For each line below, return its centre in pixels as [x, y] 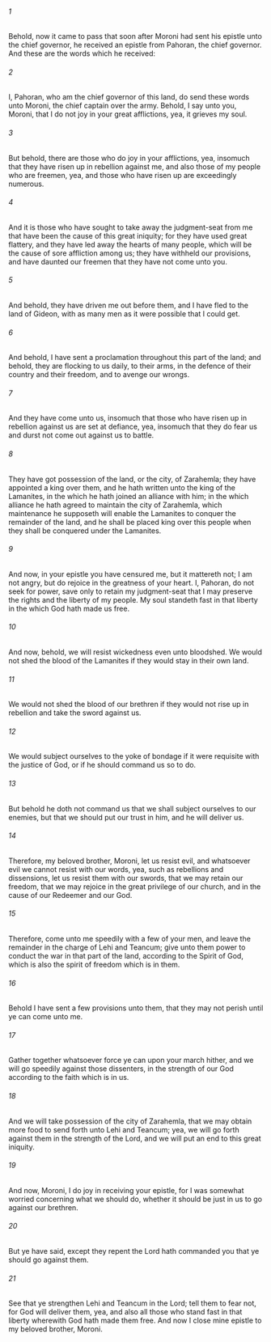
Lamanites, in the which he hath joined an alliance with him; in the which [129, 496]
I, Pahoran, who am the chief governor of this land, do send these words [129, 97]
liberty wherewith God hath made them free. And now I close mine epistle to [135, 1321]
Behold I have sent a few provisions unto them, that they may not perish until [136, 1008]
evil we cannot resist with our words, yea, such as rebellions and [116, 869]
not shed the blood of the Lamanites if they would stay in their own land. [129, 661]
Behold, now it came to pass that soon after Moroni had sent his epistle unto [135, 36]
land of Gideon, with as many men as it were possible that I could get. [124, 314]
